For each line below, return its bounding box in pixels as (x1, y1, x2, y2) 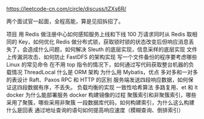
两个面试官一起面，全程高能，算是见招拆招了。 (6, 18, 124, 25)
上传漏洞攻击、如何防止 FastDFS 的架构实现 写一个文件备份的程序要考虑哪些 (6, 53, 197, 60)
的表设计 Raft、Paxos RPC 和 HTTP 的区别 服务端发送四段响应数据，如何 (6, 76, 189, 83)
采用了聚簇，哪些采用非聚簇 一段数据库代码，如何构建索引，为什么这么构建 (6, 99, 195, 106)
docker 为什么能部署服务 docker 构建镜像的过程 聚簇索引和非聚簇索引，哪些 (6, 91, 197, 98)
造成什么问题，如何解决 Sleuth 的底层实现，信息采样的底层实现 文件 (27, 46, 198, 53)
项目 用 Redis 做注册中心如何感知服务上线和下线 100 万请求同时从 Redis (6, 30, 186, 38)
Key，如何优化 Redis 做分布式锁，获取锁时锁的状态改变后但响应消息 (18, 38, 189, 45)
